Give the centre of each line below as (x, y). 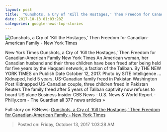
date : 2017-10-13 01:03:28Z (34, 19)
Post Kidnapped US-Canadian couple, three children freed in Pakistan (77, 84)
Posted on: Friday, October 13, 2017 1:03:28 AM (66, 125)
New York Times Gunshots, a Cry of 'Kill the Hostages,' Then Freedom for (81, 53)
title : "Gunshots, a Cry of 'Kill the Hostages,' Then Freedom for (78, 14)
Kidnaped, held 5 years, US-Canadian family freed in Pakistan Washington (81, 79)
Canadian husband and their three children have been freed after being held (83, 63)
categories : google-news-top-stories (44, 24)
